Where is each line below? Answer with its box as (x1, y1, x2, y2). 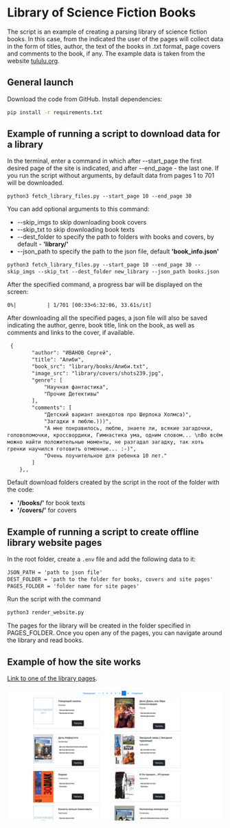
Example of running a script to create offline (7, 526, 199, 538)
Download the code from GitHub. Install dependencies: (7, 95, 163, 103)
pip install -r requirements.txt (7, 108, 103, 116)
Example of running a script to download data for (7, 128, 221, 140)
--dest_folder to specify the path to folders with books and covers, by (16, 233, 214, 241)
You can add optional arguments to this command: (7, 205, 150, 214)
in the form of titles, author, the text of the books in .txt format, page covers (7, 42, 221, 50)
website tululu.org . (7, 56, 60, 65)
